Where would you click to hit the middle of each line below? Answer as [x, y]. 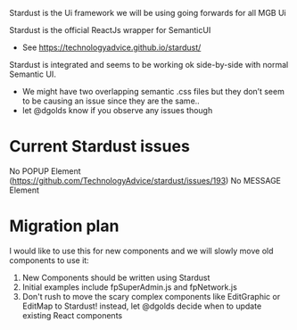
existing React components [72, 315]
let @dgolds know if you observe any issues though [117, 110]
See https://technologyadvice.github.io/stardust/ [111, 47]
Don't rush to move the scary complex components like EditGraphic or [151, 296]
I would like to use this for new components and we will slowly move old [141, 251]
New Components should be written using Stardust [116, 277]
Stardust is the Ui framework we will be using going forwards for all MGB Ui [148, 13]
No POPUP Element [45, 171]
